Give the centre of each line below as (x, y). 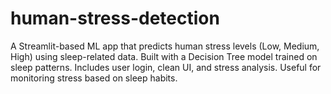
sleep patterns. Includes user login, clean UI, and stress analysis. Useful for (166, 67)
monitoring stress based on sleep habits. (94, 78)
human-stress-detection (115, 18)
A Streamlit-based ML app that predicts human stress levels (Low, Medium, (165, 46)
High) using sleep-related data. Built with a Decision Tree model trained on (164, 56)
